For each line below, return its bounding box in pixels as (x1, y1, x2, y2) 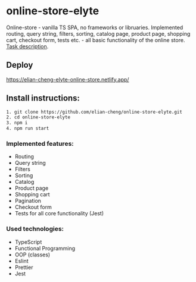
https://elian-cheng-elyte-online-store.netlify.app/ (6, 76, 129, 83)
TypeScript (14, 238, 42, 245)
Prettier (14, 264, 33, 271)
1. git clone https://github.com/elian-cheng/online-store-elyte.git (6, 109, 183, 115)
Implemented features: (6, 139, 74, 148)
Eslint (14, 257, 29, 264)
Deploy (6, 60, 33, 70)
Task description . (6, 43, 49, 50)
